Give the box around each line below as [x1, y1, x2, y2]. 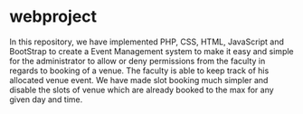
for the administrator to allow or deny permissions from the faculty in [9, 55, 266, 66]
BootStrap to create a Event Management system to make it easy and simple [9, 45, 294, 56]
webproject [9, 6, 98, 27]
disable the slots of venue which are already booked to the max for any [9, 84, 274, 95]
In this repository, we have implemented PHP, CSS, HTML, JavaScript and [9, 36, 285, 47]
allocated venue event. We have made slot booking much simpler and [9, 74, 269, 85]
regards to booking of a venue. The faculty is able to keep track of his [9, 65, 270, 76]
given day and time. [9, 93, 83, 105]
